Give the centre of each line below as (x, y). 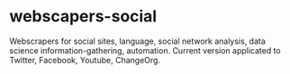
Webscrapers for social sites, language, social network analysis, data (137, 41)
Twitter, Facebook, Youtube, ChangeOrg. (85, 60)
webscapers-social (83, 16)
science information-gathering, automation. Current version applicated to (145, 50)
